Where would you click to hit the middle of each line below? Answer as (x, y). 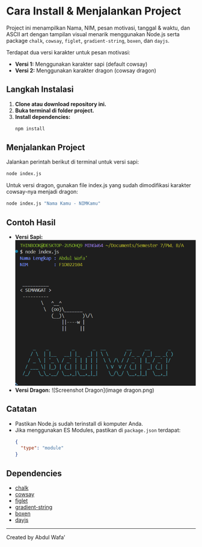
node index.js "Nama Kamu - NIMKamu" (54, 203)
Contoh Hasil (31, 222)
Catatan (22, 409)
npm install (30, 129)
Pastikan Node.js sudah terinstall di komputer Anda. (79, 423)
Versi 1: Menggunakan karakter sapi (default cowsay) (81, 64)
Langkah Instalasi (40, 90)
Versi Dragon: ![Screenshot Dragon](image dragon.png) (84, 390)
